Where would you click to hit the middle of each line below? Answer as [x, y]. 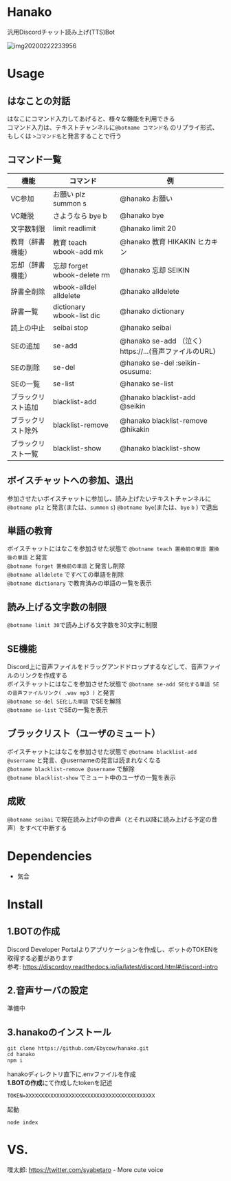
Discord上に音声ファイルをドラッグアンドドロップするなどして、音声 [105, 667]
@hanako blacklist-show [160, 448]
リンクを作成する [43, 675]
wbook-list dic [77, 315]
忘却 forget [70, 266]
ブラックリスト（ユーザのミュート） [84, 734]
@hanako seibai [146, 327]
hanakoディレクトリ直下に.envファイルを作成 [71, 1074]
